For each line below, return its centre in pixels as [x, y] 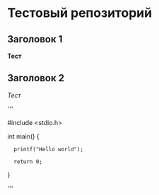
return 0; [28, 161]
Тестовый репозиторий [80, 13]
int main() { [24, 136]
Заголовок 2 [36, 78]
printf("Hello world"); [48, 149]
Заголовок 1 [35, 39]
